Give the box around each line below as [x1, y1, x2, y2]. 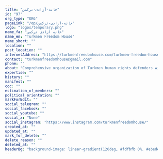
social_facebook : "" [5, 106, 47, 111]
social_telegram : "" [5, 102, 47, 107]
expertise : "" [5, 70, 34, 75]
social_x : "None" [5, 115, 40, 120]
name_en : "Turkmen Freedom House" [5, 34, 75, 39]
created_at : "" [5, 124, 36, 129]
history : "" [5, 75, 29, 79]
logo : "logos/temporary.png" [5, 25, 64, 30]
